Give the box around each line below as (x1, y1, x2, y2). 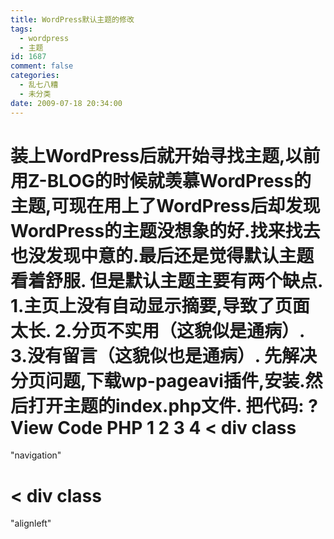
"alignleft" (10, 517, 52, 530)
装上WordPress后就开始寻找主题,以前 (10, 144, 321, 167)
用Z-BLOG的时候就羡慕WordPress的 (10, 169, 312, 192)
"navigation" (10, 449, 62, 461)
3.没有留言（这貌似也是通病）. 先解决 (10, 344, 317, 367)
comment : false (10, 61, 74, 71)
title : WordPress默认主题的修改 (10, 14, 135, 25)
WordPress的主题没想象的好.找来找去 (10, 219, 321, 242)
